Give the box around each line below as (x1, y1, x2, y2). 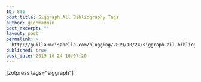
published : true (6, 48, 47, 53)
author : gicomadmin (6, 20, 55, 26)
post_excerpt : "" (6, 25, 50, 31)
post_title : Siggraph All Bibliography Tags (6, 14, 119, 20)
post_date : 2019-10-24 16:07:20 (6, 53, 87, 59)
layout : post (6, 31, 39, 37)
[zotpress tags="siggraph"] (6, 69, 74, 76)
